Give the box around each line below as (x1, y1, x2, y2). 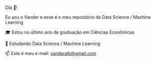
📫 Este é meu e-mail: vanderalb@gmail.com (5, 51, 97, 56)
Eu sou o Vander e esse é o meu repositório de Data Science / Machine (5, 14, 151, 20)
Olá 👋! (5, 5, 18, 10)
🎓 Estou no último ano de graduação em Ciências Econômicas (5, 30, 135, 35)
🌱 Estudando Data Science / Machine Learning (5, 41, 101, 46)
